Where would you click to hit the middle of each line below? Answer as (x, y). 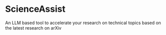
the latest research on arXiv (33, 28)
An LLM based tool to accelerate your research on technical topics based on (83, 23)
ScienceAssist (35, 9)
